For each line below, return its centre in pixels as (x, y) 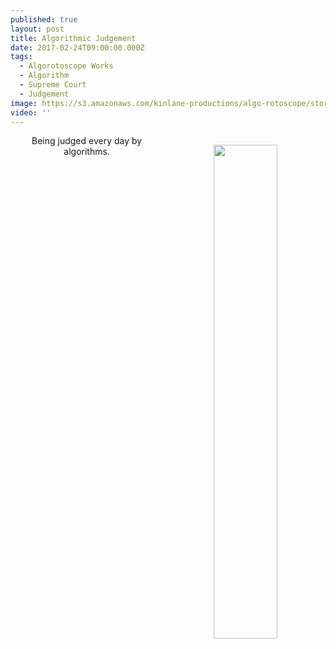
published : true (44, 19)
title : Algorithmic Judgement (73, 38)
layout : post (37, 29)
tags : (21, 57)
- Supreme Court (53, 85)
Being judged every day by (87, 141)
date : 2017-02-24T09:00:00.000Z (77, 47)
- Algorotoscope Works (66, 66)
